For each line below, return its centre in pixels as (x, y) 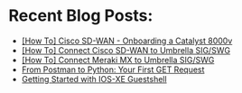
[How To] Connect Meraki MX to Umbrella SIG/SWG (118, 60)
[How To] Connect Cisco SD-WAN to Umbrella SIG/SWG (126, 50)
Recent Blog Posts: (81, 16)
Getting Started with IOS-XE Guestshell (94, 79)
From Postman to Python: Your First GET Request (113, 70)
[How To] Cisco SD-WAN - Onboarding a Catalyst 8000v (127, 41)
